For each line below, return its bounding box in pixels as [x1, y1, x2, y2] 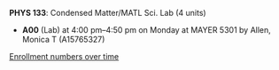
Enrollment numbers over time [9, 51, 120, 61]
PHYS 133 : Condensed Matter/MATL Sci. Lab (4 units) [9, 8, 206, 18]
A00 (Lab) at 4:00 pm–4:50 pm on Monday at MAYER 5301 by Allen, [21, 25, 272, 35]
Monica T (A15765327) [21, 35, 105, 44]
